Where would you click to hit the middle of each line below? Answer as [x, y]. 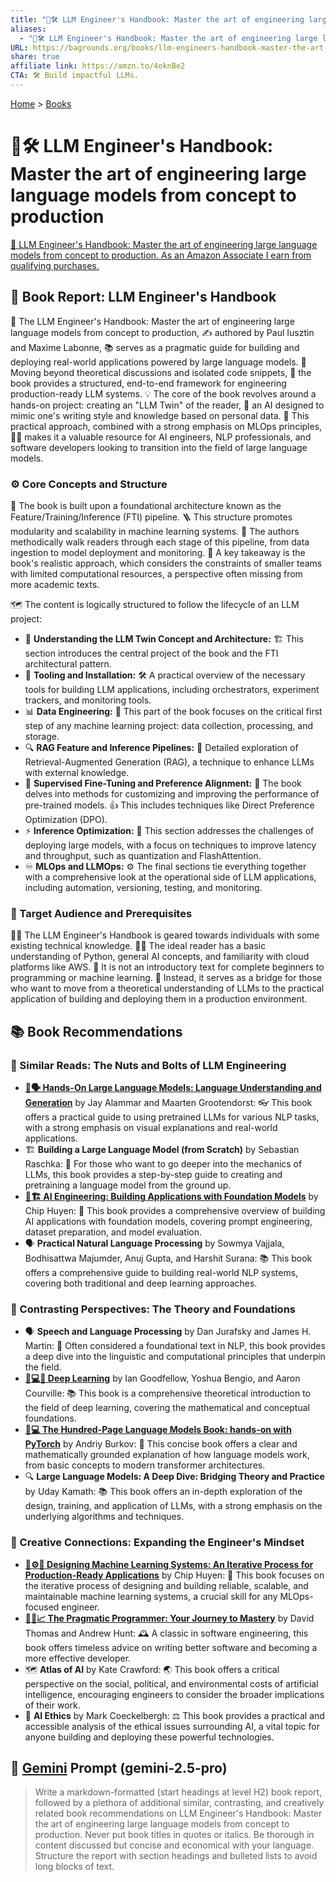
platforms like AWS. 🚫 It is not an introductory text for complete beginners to [167, 967]
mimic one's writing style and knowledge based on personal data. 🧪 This [160, 415]
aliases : [28, 29]
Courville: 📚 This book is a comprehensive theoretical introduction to [168, 1393]
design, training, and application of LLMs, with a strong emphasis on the [173, 1506]
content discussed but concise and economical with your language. [174, 1845]
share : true [35, 57]
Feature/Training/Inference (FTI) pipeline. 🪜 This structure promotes [151, 517]
